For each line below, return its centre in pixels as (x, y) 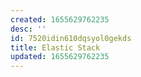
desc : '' (28, 29)
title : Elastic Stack (55, 47)
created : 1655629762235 (60, 19)
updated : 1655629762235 (60, 57)
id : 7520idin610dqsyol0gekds (71, 38)
